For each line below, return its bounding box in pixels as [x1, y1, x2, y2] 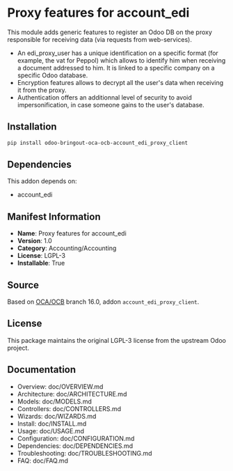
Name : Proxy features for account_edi [17, 229, 127, 238]
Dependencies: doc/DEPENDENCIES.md [17, 441, 134, 450]
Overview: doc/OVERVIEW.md [17, 382, 104, 391]
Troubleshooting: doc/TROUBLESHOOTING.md [17, 449, 152, 457]
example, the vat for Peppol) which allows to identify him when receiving [17, 56, 226, 64]
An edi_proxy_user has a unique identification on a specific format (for [17, 49, 219, 57]
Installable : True [17, 259, 65, 268]
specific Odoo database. [17, 71, 88, 79]
